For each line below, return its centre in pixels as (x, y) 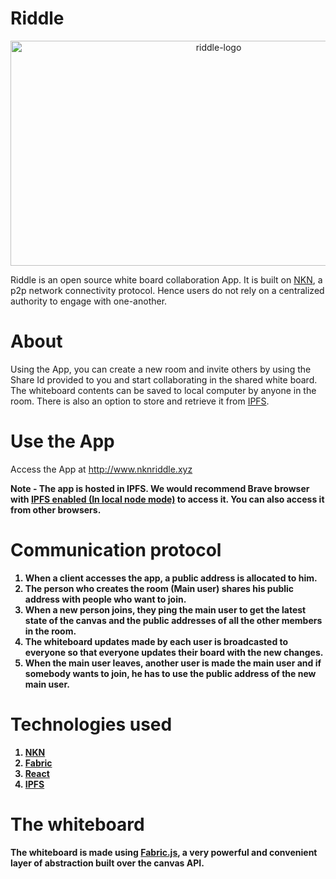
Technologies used (91, 724)
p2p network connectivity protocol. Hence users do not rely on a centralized (167, 290)
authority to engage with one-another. (89, 301)
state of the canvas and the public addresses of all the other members (173, 620)
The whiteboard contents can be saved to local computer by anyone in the (163, 390)
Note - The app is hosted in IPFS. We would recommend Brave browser (160, 488)
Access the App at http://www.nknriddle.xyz (101, 469)
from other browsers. (56, 509)
